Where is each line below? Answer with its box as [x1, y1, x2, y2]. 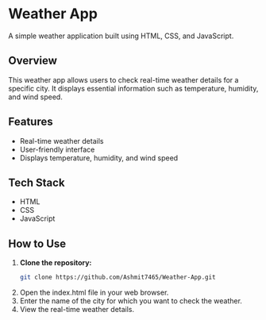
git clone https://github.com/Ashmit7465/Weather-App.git [19, 273, 216, 282]
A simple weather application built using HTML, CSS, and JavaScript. [8, 31, 234, 40]
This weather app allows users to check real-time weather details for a [8, 75, 239, 84]
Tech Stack [8, 175, 65, 189]
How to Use [8, 237, 67, 250]
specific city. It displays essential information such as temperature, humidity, [8, 83, 259, 93]
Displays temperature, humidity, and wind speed [19, 152, 179, 163]
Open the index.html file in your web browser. [19, 287, 169, 298]
